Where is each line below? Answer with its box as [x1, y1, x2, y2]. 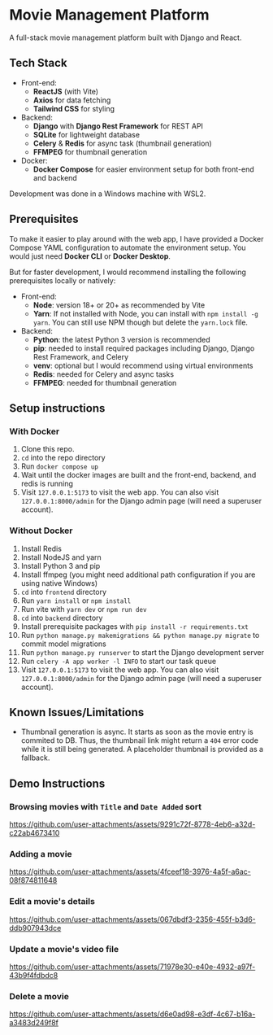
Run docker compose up [20, 461, 98, 471]
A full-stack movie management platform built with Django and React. [9, 33, 242, 42]
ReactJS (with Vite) [32, 86, 99, 96]
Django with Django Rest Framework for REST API [32, 120, 204, 131]
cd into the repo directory [20, 453, 106, 463]
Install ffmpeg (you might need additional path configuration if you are [20, 570, 256, 579]
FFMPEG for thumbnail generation [32, 146, 148, 156]
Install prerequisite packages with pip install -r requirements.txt [20, 621, 249, 631]
